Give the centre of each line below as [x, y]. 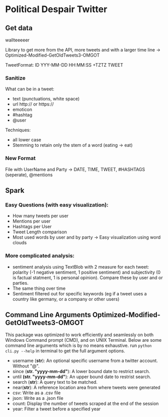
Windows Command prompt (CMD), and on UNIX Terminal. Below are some [83, 340]
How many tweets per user [40, 216]
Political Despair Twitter [56, 9]
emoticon [22, 110]
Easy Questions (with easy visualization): [57, 204]
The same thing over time [39, 288]
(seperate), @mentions [29, 175]
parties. [20, 283]
